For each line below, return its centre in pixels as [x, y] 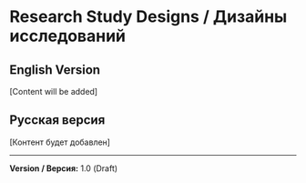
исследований [67, 36]
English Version [55, 70]
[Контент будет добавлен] [60, 142]
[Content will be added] [54, 91]
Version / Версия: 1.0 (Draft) [64, 168]
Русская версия [57, 120]
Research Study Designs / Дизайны [148, 17]
